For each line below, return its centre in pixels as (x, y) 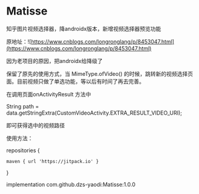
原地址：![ (19, 41)
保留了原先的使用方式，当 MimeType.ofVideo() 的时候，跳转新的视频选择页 (100, 73)
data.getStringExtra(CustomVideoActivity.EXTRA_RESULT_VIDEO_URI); (94, 113)
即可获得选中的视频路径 (35, 125)
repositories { (23, 150)
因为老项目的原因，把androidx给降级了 (55, 61)
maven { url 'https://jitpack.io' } (52, 161)
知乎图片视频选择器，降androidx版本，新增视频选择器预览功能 (84, 28)
